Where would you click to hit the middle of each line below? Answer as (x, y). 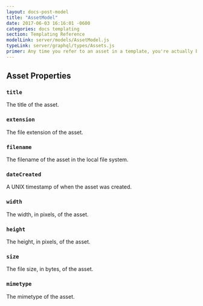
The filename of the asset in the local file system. (67, 160)
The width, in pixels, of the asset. (47, 214)
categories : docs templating (43, 29)
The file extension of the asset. (45, 132)
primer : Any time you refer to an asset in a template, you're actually (100, 52)
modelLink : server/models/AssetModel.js (58, 40)
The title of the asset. (33, 105)
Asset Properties (39, 76)
